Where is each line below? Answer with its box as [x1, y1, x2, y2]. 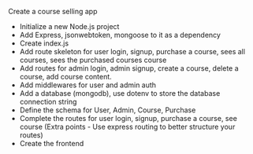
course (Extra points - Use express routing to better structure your [19, 122, 236, 131]
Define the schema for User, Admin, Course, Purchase [19, 105, 196, 115]
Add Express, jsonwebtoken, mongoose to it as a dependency [19, 31, 221, 39]
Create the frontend [19, 139, 84, 148]
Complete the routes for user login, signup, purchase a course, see [19, 114, 238, 123]
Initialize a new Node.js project [19, 22, 120, 31]
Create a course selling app [8, 7, 98, 16]
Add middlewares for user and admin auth [19, 80, 156, 90]
